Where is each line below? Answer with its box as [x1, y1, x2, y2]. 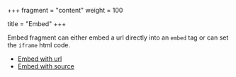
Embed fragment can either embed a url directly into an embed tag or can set [7, 33, 229, 42]
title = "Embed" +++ [7, 20, 66, 28]
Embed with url [17, 54, 62, 63]
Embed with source [17, 62, 74, 70]
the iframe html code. [7, 41, 71, 49]
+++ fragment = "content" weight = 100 [7, 6, 123, 14]
